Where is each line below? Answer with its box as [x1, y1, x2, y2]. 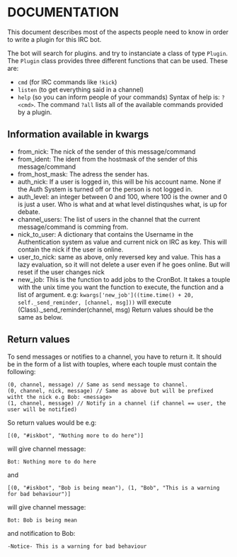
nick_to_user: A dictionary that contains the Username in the [17, 230, 194, 238]
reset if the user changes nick [17, 267, 105, 276]
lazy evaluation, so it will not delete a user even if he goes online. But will [17, 260, 230, 269]
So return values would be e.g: [7, 418, 97, 427]
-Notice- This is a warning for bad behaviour [7, 543, 147, 550]
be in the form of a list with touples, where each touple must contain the [7, 359, 217, 368]
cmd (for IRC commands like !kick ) [17, 77, 117, 86]
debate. [17, 207, 40, 216]
